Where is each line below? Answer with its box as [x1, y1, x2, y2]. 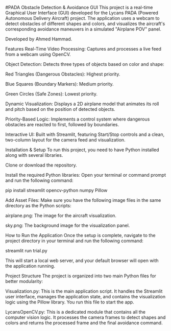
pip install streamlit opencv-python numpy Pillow [5, 187, 108, 193]
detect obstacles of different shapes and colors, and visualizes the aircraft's [5, 20, 165, 27]
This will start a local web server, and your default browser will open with [5, 257, 159, 264]
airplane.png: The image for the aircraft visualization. [5, 212, 116, 219]
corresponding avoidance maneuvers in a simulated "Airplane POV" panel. [5, 26, 162, 32]
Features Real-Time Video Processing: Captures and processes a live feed [5, 46, 162, 52]
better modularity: [5, 278, 43, 284]
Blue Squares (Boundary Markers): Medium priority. [5, 81, 114, 87]
